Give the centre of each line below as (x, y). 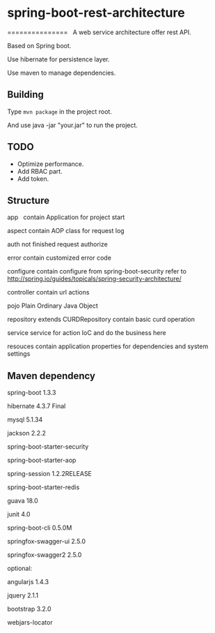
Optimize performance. (50, 164)
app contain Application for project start (66, 217)
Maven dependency (51, 376)
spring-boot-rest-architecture (96, 13)
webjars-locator (30, 623)
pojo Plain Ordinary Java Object (53, 306)
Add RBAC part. (40, 171)
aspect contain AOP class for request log (66, 231)
